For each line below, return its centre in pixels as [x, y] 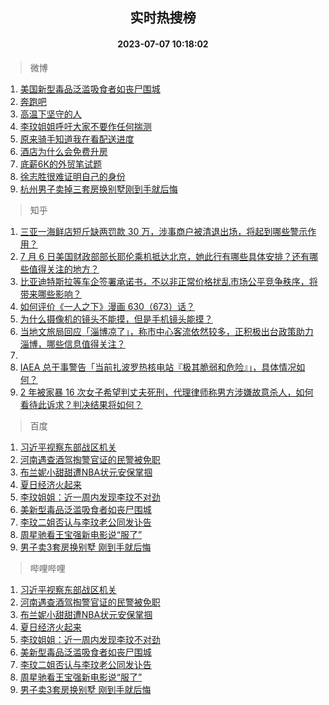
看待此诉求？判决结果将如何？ [81, 404]
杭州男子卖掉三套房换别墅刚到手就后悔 [98, 189]
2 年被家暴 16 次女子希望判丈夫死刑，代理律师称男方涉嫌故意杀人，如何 [166, 392]
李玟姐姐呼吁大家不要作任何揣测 [85, 126]
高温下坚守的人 [50, 114]
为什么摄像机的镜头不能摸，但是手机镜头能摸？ [116, 319]
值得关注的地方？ [64, 269]
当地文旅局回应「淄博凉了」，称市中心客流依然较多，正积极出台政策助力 [166, 331]
